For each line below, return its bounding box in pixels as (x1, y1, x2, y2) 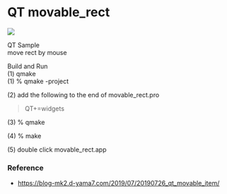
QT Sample (7, 40, 40, 49)
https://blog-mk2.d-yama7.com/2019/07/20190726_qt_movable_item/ (17, 179, 220, 188)
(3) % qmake (7, 118, 45, 126)
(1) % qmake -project (7, 77, 69, 85)
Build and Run (7, 61, 48, 71)
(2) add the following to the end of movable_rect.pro (7, 90, 160, 99)
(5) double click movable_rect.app (7, 145, 107, 154)
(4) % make (7, 131, 42, 140)
